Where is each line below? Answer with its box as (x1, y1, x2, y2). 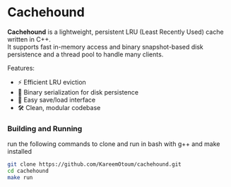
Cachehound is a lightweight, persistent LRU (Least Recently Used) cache (7, 28, 224, 36)
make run (7, 174, 33, 181)
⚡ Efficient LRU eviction (17, 78, 86, 86)
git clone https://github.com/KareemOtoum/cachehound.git (7, 161, 182, 168)
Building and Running (7, 123, 83, 133)
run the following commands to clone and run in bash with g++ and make (7, 140, 220, 148)
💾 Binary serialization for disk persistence (17, 88, 139, 96)
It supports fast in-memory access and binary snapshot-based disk (7, 42, 203, 51)
